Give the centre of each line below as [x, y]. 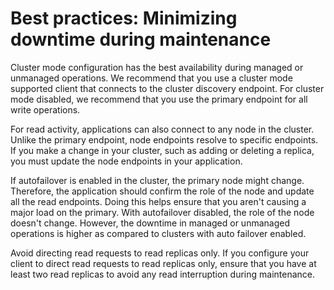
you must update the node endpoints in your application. [126, 161]
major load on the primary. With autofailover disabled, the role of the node [162, 212]
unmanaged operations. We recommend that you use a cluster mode [151, 78]
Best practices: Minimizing [124, 18]
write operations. [45, 109]
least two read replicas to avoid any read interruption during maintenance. [163, 274]
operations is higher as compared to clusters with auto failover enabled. [158, 233]
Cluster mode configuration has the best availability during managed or [157, 67]
